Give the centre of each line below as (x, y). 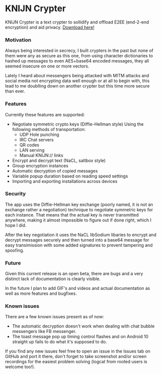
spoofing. (15, 250)
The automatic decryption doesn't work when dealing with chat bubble (83, 326)
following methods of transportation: (49, 129)
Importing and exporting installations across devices (65, 181)
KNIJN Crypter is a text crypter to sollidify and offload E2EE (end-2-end (77, 22)
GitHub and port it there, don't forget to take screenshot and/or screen (76, 356)
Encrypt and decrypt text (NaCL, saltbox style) (59, 160)
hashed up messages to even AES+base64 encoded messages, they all (77, 61)
